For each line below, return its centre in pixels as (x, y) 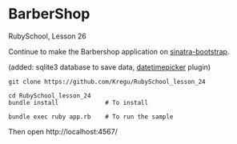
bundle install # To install (78, 102)
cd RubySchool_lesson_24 (50, 96)
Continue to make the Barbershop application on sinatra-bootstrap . (119, 51)
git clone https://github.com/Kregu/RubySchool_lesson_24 (107, 82)
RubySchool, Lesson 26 (47, 36)
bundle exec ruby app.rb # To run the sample (91, 117)
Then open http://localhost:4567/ (63, 131)
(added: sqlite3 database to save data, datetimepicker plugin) (109, 67)
